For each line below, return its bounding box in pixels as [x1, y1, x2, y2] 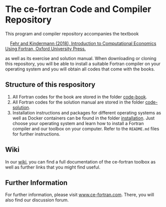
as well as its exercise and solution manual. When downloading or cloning [5, 55, 157, 61]
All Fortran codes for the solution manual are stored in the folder [12, 99, 145, 105]
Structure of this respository [5, 80, 96, 89]
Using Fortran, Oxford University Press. [5, 45, 86, 51]
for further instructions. [12, 131, 61, 137]
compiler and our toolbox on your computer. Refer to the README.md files [12, 125, 160, 131]
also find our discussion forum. [5, 197, 69, 203]
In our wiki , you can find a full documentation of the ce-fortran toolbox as [5, 158, 156, 164]
